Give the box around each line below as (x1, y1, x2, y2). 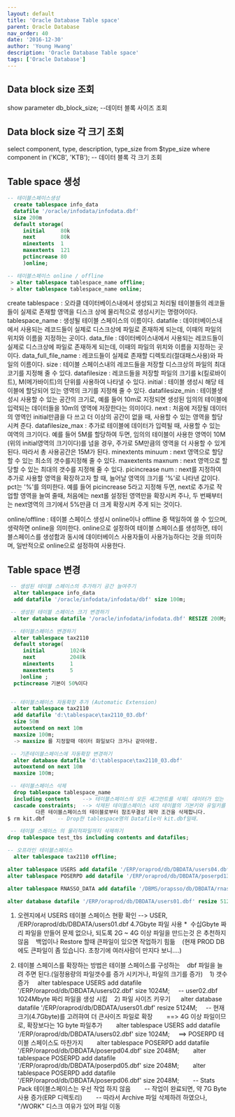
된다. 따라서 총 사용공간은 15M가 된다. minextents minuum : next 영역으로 (7, 448, 211, 456)
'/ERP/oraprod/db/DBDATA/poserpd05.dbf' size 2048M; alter (17, 1062, 206, 1070)
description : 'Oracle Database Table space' (7, 50, 139, 57)
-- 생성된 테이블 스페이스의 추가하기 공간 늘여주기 (10, 583, 136, 590)
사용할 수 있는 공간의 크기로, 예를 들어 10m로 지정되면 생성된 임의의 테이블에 (20, 395, 228, 403)
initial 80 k (22, 227, 71, 235)
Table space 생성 (7, 176, 80, 188)
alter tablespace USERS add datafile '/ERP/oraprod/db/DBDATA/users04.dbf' (7, 866, 233, 873)
